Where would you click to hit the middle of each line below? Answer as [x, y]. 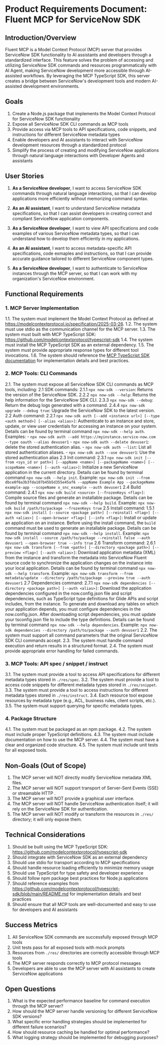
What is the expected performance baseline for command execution [81, 1001]
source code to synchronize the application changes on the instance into [79, 563]
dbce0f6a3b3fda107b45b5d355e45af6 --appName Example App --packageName [80, 482]
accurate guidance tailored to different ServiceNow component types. [83, 258]
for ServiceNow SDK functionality [46, 119]
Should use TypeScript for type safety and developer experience [78, 873]
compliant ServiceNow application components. [61, 218]
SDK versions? [27, 1016]
